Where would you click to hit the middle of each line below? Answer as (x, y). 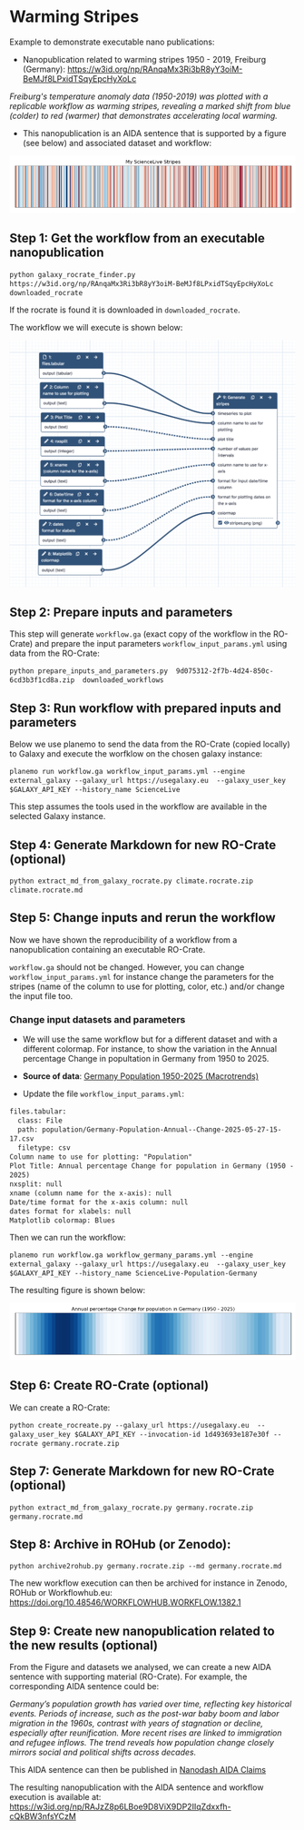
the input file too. (41, 995)
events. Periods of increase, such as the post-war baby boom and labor (144, 1714)
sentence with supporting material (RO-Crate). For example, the (128, 1677)
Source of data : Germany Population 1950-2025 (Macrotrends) (141, 1076)
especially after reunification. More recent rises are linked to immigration (146, 1733)
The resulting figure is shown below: (78, 1291)
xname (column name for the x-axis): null (91, 1193)
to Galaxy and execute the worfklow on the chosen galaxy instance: (136, 754)
